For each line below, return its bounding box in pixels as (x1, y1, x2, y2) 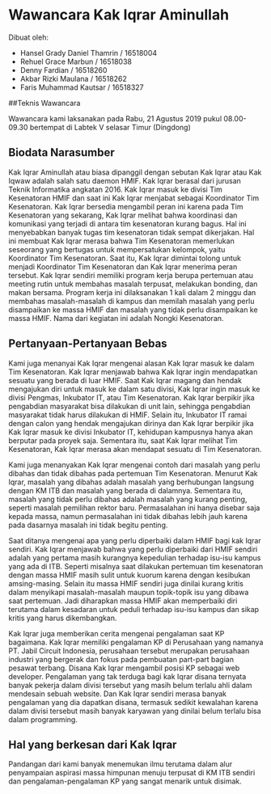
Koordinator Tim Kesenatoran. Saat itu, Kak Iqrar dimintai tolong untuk (8, 253, 241, 263)
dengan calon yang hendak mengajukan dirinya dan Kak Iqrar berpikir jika (8, 418, 254, 428)
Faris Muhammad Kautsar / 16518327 (19, 82, 144, 92)
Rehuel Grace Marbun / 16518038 (19, 57, 132, 66)
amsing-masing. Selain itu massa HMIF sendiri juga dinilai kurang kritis (8, 578, 244, 588)
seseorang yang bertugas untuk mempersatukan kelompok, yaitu (8, 244, 226, 254)
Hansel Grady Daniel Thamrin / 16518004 (19, 48, 158, 57)
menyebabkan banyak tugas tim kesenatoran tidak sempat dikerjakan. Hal (8, 227, 255, 237)
